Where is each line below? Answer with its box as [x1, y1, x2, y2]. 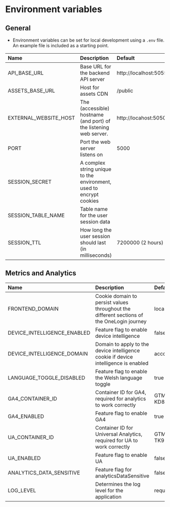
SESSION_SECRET [8, 178, 52, 185]
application [95, 493, 122, 500]
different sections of [95, 311, 143, 319]
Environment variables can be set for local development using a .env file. [12, 37, 164, 43]
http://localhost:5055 [116, 69, 168, 76]
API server [80, 76, 105, 83]
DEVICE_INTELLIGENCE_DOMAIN [8, 350, 88, 357]
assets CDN [80, 90, 108, 97]
